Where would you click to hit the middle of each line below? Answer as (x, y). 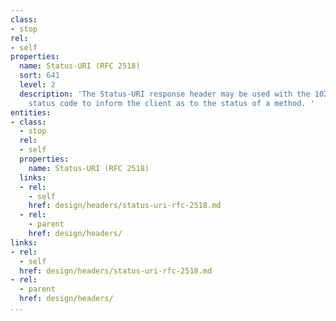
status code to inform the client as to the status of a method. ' (171, 103)
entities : (31, 112)
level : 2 (37, 85)
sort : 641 (39, 76)
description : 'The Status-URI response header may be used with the (165, 94)
